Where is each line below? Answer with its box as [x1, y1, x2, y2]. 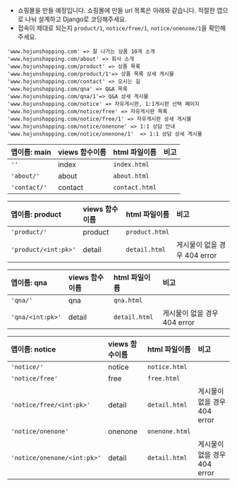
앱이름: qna [11, 278, 48, 287]
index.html [112, 161, 150, 168]
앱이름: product [11, 210, 62, 219]
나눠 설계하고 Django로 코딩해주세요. [25, 15, 127, 23]
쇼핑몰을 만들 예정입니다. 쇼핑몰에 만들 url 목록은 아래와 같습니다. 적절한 [17, 6, 215, 14]
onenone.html [147, 428, 191, 435]
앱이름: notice [11, 344, 56, 354]
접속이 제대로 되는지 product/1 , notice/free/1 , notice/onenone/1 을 [17, 24, 207, 32]
